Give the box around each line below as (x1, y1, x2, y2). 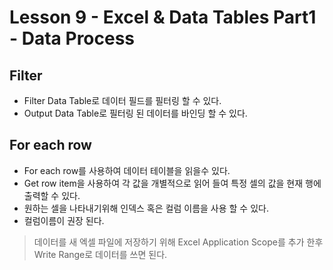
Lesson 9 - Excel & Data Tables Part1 (9, 6, 317, 29)
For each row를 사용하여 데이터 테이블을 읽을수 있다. (23, 164, 231, 176)
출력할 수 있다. (23, 189, 81, 201)
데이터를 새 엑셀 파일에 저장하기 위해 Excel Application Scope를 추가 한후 (33, 236, 324, 248)
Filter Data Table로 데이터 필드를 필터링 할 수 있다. (23, 95, 222, 106)
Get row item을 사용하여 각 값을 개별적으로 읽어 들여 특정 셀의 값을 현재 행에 (23, 177, 322, 189)
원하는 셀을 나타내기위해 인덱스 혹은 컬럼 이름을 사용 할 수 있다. (23, 202, 269, 214)
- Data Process (9, 27, 136, 50)
